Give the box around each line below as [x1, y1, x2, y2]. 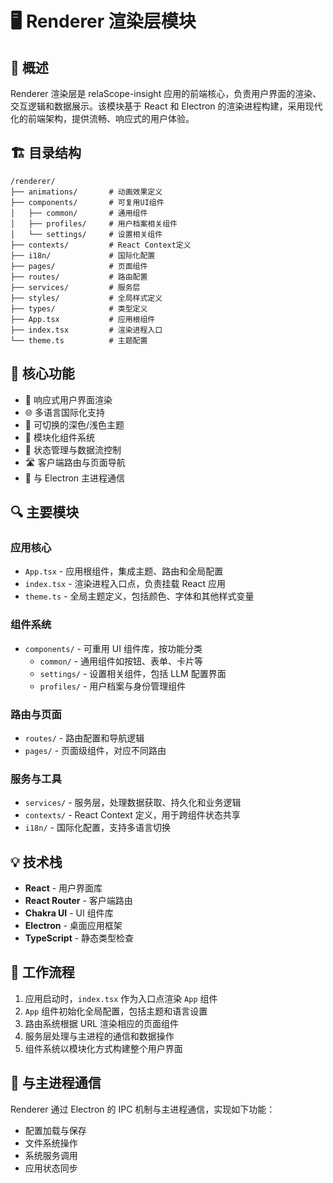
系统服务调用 [24, 1149, 78, 1161]
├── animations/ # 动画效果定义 [10, 187, 163, 197]
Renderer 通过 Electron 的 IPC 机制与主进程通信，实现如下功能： [10, 1103, 276, 1115]
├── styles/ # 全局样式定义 [10, 293, 163, 303]
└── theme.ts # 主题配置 [10, 335, 148, 346]
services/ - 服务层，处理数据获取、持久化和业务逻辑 [24, 797, 242, 809]
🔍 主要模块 [10, 504, 80, 521]
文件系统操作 [24, 1137, 78, 1149]
